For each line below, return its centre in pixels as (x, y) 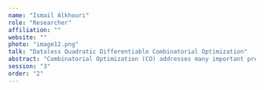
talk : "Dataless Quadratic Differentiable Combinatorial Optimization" (128, 52)
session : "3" (29, 67)
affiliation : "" (35, 30)
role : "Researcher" (40, 23)
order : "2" (26, 74)
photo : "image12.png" (44, 45)
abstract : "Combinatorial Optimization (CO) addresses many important (126, 59)
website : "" (27, 37)
